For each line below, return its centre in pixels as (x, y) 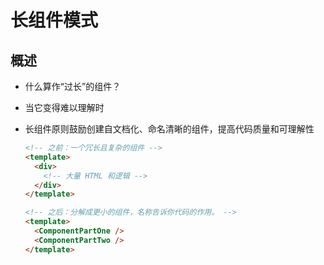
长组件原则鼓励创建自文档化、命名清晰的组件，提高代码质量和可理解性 (169, 129)
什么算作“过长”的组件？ (73, 86)
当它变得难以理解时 (64, 107)
